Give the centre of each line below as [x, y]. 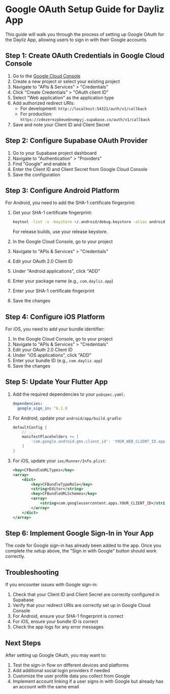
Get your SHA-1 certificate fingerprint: [52, 213]
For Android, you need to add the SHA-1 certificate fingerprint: [70, 203]
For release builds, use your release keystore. [60, 232]
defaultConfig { [30, 427]
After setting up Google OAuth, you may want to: [56, 655]
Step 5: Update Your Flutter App [57, 382]
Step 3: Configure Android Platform [62, 190]
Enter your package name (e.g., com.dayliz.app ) [63, 281]
